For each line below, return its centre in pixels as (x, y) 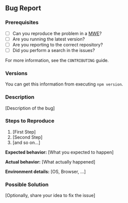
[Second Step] (27, 137)
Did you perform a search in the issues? (54, 50)
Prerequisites (22, 22)
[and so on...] (26, 142)
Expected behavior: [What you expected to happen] (59, 152)
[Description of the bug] (30, 108)
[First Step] (24, 131)
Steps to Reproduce (30, 121)
